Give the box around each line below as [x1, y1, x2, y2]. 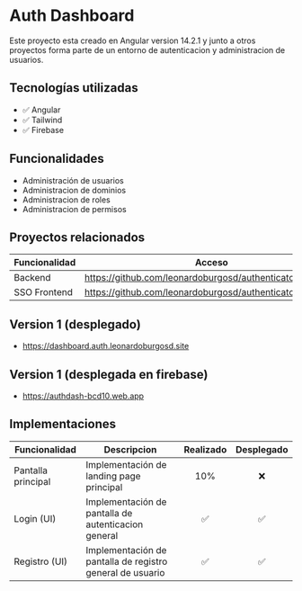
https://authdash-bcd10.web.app [22, 390, 145, 401]
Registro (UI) [13, 555, 68, 568]
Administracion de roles [22, 194, 111, 205]
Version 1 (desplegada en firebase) [9, 366, 209, 382]
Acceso [194, 256, 229, 269]
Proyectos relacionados [9, 229, 146, 245]
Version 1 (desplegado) [9, 317, 141, 332]
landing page [85, 470, 141, 482]
